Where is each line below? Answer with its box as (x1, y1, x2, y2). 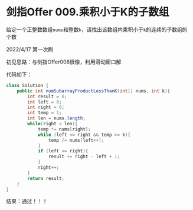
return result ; (27, 175, 65, 181)
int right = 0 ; (27, 104, 65, 111)
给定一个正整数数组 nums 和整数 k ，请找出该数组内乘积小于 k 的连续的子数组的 (6, 26, 188, 33)
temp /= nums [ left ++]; (48, 137, 104, 143)
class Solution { (6, 82, 49, 88)
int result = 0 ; (27, 94, 67, 99)
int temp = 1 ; (27, 110, 62, 116)
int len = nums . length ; (27, 115, 86, 121)
